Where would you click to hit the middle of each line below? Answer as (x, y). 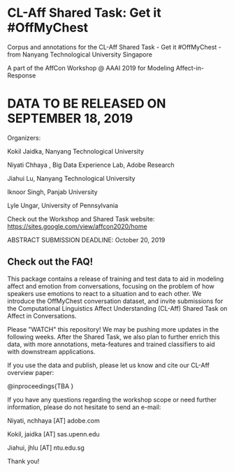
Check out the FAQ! (50, 262)
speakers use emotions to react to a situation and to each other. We (104, 293)
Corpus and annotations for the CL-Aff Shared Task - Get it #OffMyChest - (114, 47)
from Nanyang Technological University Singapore (80, 54)
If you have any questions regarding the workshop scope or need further (112, 399)
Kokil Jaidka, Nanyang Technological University (76, 151)
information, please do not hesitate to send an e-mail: (84, 407)
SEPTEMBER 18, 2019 (70, 118)
